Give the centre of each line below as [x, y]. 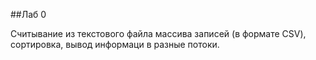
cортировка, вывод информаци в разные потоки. [115, 44]
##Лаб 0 [28, 14]
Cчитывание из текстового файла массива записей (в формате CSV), [158, 33]
